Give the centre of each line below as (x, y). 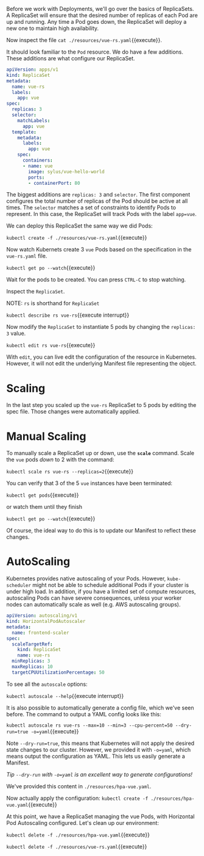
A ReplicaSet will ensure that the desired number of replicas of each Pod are (102, 15)
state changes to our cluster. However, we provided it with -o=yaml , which (98, 749)
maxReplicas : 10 (32, 667)
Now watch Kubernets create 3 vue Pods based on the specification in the (99, 250)
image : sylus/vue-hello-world (66, 171)
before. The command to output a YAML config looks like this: (84, 714)
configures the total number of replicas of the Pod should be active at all (97, 201)
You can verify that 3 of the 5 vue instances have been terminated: (89, 483)
